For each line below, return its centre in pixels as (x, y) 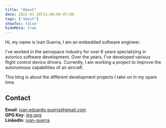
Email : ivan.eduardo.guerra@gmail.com (46, 110)
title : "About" (21, 10)
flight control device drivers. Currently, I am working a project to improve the (83, 62)
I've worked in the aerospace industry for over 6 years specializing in (76, 52)
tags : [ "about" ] (22, 19)
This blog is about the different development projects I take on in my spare (81, 77)
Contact (18, 98)
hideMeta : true (21, 28)
